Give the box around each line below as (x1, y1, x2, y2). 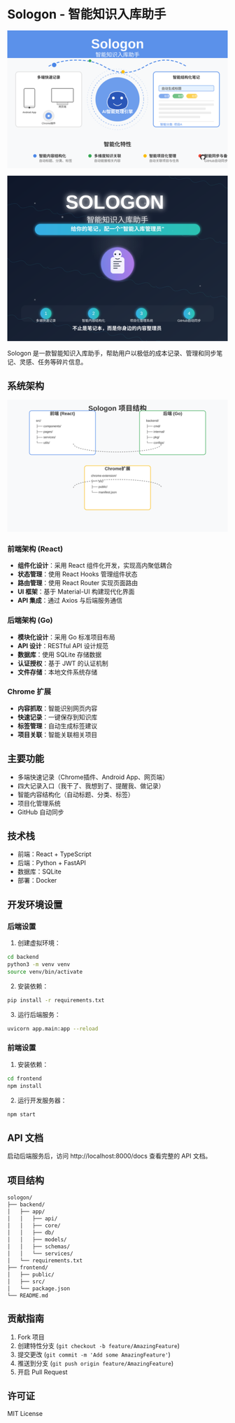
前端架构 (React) (7, 544, 64, 554)
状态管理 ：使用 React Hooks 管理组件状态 (17, 570, 138, 578)
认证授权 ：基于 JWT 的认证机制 (17, 659, 108, 667)
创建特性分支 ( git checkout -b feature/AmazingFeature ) (17, 1341, 180, 1350)
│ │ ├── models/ (7, 1236, 68, 1243)
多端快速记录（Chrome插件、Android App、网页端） (17, 773, 169, 781)
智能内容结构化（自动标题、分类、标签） (17, 790, 134, 799)
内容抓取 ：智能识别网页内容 (17, 704, 98, 713)
